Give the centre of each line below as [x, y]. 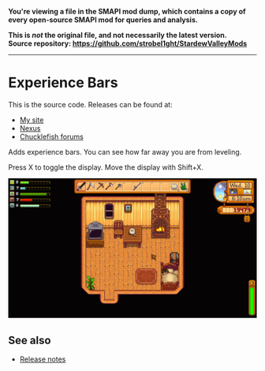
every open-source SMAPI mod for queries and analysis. [103, 20]
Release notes [43, 359]
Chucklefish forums [52, 137]
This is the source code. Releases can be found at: [90, 104]
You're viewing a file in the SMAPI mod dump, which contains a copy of [127, 11]
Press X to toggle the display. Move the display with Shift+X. [106, 167]
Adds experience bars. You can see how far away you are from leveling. [125, 152]
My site [32, 120]
